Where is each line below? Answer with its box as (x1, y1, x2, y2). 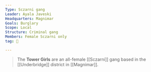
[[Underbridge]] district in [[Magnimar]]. (17, 61, 99, 67)
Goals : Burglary (5, 20, 38, 26)
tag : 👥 (5, 39, 19, 44)
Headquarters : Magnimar (5, 16, 54, 21)
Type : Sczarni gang (5, 7, 45, 12)
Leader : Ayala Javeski (5, 12, 52, 17)
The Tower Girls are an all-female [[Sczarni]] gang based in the (17, 56, 146, 62)
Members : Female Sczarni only (5, 35, 67, 39)
